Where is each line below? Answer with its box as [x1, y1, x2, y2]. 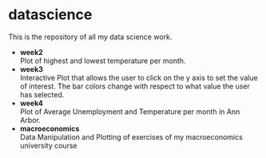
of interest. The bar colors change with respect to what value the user [19, 81, 250, 91]
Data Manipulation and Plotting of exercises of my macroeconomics [19, 132, 244, 141]
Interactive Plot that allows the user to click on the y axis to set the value [19, 73, 258, 82]
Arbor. [19, 115, 42, 124]
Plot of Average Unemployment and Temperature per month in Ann [19, 106, 240, 117]
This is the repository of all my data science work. [8, 32, 173, 41]
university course [19, 140, 77, 150]
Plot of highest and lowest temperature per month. [19, 56, 186, 65]
